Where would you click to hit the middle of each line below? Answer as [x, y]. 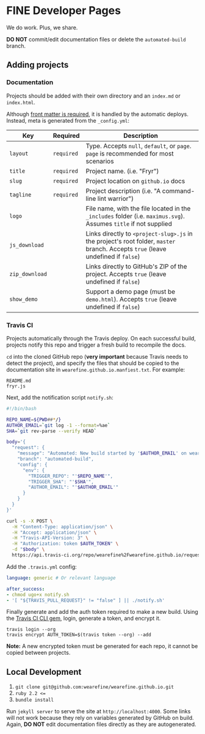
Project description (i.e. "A [123, 191]
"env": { [34, 470]
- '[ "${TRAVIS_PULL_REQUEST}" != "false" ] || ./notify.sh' [86, 600]
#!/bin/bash [21, 408]
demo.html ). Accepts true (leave [131, 299]
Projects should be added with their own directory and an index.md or [94, 96]
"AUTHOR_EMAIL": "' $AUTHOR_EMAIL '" [74, 488]
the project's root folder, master [131, 241]
